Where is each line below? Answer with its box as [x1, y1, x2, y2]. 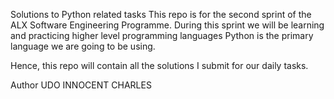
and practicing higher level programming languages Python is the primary [10, 30, 314, 41]
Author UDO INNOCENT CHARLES [10, 79, 152, 91]
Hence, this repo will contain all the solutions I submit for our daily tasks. [10, 60, 309, 71]
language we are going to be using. [10, 40, 156, 52]
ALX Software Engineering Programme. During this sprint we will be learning [10, 19, 325, 31]
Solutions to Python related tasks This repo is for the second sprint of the [10, 9, 312, 20]
